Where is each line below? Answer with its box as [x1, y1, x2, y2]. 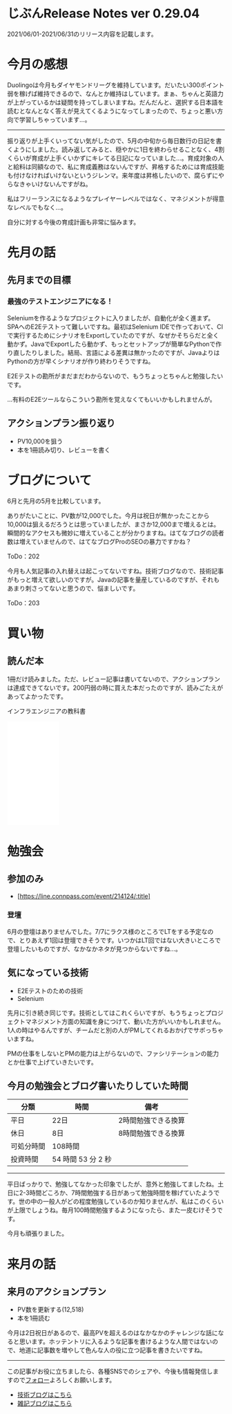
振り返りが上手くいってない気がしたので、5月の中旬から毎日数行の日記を [7, 136, 216, 145]
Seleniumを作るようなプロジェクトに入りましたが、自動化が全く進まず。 [7, 313, 215, 322]
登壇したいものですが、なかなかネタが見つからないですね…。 [7, 944, 182, 953]
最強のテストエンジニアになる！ [7, 297, 114, 306]
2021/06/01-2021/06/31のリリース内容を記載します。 [7, 30, 157, 38]
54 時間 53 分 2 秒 [52, 1155, 112, 1164]
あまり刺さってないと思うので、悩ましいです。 [7, 584, 139, 592]
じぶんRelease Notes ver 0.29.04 [7, 6, 200, 21]
